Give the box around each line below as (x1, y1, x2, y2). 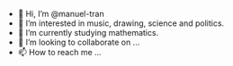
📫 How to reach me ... (17, 47, 102, 57)
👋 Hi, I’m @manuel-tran (17, 9, 105, 19)
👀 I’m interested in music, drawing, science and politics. (17, 18, 225, 29)
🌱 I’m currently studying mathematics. (17, 28, 159, 37)
